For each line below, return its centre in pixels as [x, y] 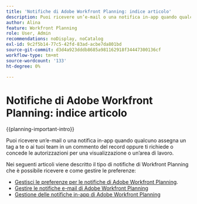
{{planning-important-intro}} [40, 129]
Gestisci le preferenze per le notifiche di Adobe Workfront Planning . [96, 182]
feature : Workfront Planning [42, 28]
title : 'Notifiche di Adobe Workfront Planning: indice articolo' [89, 11]
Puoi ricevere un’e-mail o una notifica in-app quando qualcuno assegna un [96, 141]
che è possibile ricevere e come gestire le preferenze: [71, 170]
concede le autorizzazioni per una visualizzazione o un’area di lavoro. [90, 153]
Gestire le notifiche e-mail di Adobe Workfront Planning [81, 188]
